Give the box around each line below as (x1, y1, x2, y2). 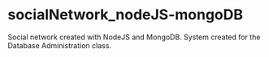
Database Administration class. (7, 40, 111, 50)
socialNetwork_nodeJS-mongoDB (7, 6, 244, 24)
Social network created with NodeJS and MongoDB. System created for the (7, 32, 261, 42)
